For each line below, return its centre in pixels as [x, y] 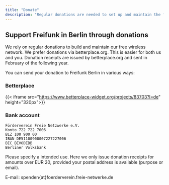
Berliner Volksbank [26, 147]
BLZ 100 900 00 [21, 134]
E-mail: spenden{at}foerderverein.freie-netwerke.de [59, 177]
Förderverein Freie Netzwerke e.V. [43, 125]
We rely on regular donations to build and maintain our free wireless [75, 47]
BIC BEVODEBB [19, 143]
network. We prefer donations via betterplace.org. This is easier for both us [83, 52]
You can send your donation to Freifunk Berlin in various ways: [70, 73]
